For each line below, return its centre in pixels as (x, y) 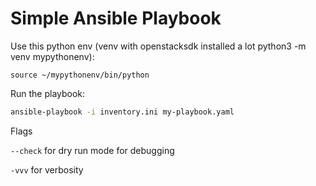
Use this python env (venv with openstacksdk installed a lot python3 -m (158, 46)
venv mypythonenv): (52, 56)
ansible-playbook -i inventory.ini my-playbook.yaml (122, 112)
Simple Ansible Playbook (116, 18)
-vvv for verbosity (47, 169)
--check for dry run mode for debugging (92, 150)
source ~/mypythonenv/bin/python (80, 75)
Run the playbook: (48, 93)
